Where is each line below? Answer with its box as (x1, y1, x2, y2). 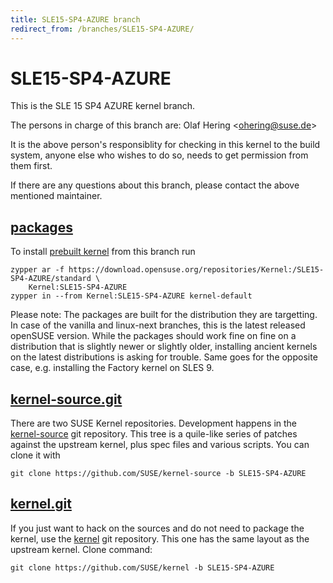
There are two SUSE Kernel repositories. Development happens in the (10, 417, 298, 430)
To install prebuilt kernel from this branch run (10, 246, 196, 258)
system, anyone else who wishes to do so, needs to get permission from (10, 149, 309, 161)
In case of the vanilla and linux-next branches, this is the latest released (10, 319, 306, 331)
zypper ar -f (10, 265, 65, 275)
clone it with (10, 449, 61, 461)
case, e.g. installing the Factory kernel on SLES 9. (10, 362, 215, 374)
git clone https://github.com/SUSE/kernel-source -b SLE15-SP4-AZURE (10, 469, 307, 479)
